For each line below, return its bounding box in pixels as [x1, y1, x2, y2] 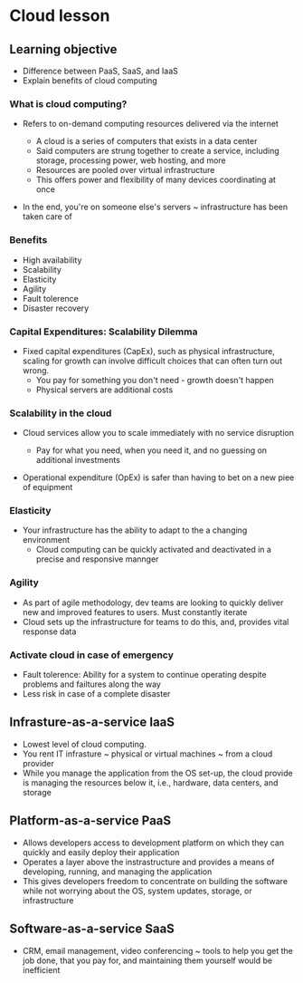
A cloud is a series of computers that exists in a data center [35, 136, 258, 147]
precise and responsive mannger [35, 554, 159, 564]
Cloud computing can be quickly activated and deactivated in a [35, 545, 271, 555]
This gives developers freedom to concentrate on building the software [22, 875, 288, 886]
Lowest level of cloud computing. [22, 738, 147, 749]
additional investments [35, 455, 120, 466]
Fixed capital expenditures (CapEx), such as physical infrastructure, [22, 345, 276, 356]
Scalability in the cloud [9, 407, 112, 419]
